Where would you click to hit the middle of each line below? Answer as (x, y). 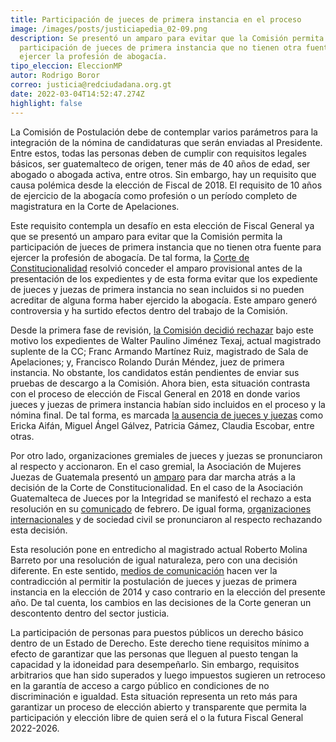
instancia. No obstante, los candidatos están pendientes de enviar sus (155, 372)
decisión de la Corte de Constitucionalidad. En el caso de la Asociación (156, 487)
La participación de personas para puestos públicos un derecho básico (157, 632)
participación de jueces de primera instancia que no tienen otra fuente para (166, 247)
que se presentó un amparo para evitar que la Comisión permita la (146, 236)
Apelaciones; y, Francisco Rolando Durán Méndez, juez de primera (147, 362)
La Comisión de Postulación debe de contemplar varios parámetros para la (164, 132)
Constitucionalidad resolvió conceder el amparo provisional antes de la (156, 268)
